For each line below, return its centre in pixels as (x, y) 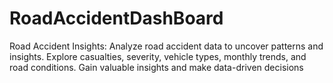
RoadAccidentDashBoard (116, 18)
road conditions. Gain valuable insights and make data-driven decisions (156, 67)
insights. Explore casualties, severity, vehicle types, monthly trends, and (158, 56)
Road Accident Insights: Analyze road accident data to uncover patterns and (166, 46)
